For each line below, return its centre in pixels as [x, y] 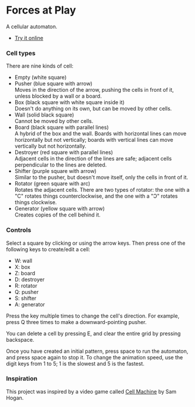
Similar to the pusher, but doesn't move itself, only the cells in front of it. [101, 178]
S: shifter [25, 298]
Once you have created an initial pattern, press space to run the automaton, [97, 351]
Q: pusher [27, 292]
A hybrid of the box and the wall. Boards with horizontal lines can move [100, 134]
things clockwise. [36, 202]
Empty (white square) [40, 78]
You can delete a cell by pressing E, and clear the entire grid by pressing [93, 333]
